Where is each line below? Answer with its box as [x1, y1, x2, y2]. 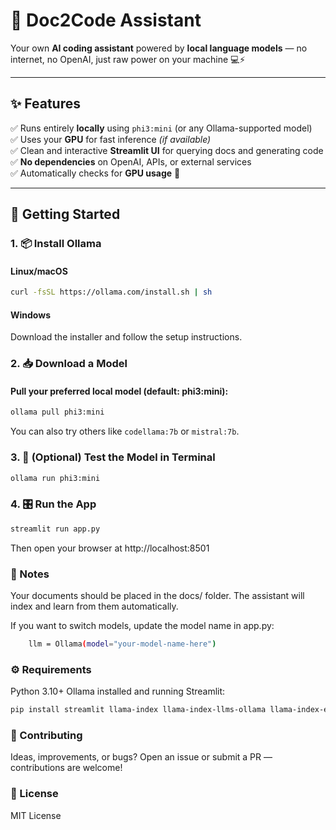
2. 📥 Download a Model [10, 357, 128, 371]
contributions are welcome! [10, 762, 123, 774]
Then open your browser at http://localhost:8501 [10, 542, 210, 554]
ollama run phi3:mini [10, 473, 101, 483]
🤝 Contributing [10, 728, 83, 742]
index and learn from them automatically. [10, 600, 179, 612]
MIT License [10, 809, 62, 821]
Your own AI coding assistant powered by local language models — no [10, 42, 308, 54]
